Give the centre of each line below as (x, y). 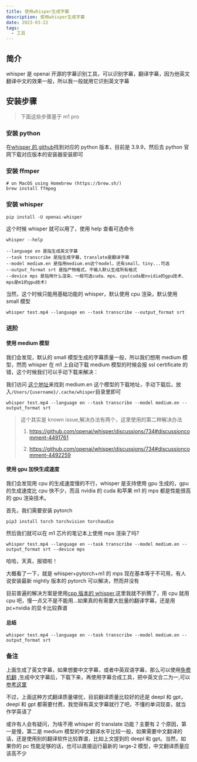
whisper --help (25, 240)
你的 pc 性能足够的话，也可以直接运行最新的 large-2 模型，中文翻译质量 (98, 746)
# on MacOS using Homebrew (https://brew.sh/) (64, 183)
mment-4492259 (50, 455)
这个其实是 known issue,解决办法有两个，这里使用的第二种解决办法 (101, 419)
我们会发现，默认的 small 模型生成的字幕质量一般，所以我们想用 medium (94, 357)
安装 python (23, 133)
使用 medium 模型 (28, 343)
